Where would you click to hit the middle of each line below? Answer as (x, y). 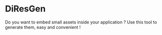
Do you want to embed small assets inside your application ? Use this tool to (81, 22)
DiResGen (25, 9)
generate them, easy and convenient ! (43, 27)
